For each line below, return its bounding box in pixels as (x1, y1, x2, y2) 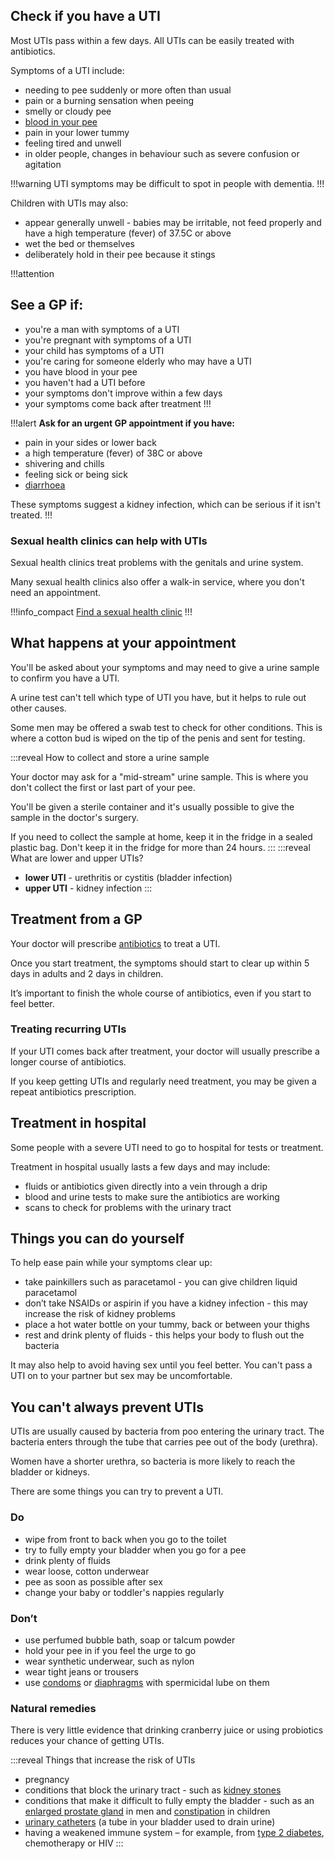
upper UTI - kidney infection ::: (24, 882, 153, 894)
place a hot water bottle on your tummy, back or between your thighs (24, 1319, 310, 1331)
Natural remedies (10, 1701, 97, 1715)
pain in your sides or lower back (24, 436, 157, 448)
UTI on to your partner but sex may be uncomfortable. (10, 1370, 233, 1382)
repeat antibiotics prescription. (10, 1085, 137, 1098)
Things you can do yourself (10, 1230, 185, 1248)
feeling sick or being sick (24, 468, 128, 480)
